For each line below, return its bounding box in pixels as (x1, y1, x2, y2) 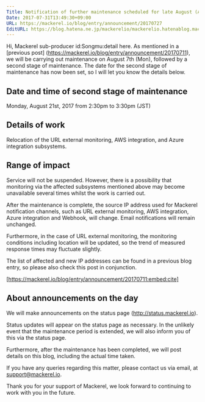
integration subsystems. (6, 143, 67, 150)
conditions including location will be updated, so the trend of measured (6, 239, 185, 246)
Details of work (6, 120, 65, 130)
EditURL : (6, 26, 29, 32)
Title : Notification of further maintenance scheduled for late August (6, 9, 192, 15)
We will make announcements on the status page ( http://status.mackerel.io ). (6, 309, 198, 317)
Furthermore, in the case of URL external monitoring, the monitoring (6, 232, 177, 239)
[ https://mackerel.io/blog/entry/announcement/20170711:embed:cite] (6, 275, 179, 283)
